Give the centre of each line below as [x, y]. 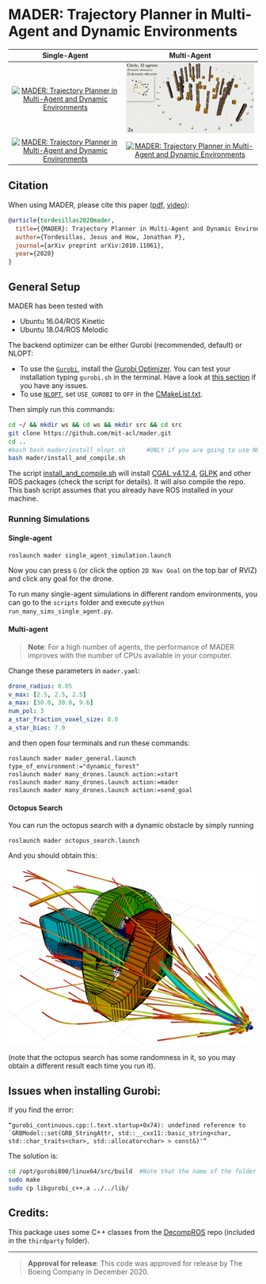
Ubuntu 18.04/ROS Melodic [64, 330]
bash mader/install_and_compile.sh [67, 458]
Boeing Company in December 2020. [88, 1271]
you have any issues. [54, 385]
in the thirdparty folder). [49, 1240]
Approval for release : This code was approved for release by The [135, 1263]
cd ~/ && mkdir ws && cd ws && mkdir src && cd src [95, 425]
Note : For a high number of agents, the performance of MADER [131, 646]
